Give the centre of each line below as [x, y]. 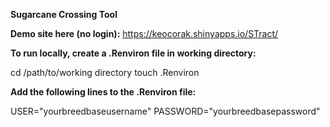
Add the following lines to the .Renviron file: [103, 92]
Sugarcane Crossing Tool [64, 14]
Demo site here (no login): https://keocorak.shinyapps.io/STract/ [144, 33]
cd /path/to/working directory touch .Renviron [105, 72]
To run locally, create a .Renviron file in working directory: [133, 53]
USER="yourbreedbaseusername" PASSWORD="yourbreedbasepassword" [165, 111]
